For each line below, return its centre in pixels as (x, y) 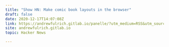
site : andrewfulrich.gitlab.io (38, 28)
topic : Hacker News (26, 33)
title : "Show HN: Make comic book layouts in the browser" (68, 10)
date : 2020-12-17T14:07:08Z (35, 19)
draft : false (19, 14)
